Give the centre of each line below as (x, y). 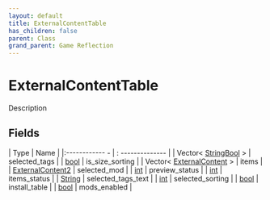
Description (27, 108)
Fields (24, 133)
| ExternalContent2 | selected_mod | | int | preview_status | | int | (115, 169)
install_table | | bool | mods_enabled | (70, 187)
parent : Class (32, 38)
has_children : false (43, 31)
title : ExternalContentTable (57, 23)
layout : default (36, 16)
